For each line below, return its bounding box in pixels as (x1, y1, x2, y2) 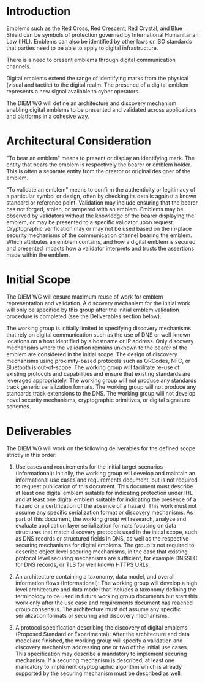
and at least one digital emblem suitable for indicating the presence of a (15, 496, 196, 503)
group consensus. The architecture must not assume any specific (15, 605, 181, 612)
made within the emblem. (6, 251, 70, 259)
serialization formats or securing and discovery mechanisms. (15, 612, 170, 619)
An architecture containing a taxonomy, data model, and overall (15, 572, 175, 580)
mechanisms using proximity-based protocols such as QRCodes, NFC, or (6, 357, 191, 364)
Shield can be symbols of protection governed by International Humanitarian (6, 31, 199, 38)
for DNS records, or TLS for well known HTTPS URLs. (15, 561, 151, 568)
